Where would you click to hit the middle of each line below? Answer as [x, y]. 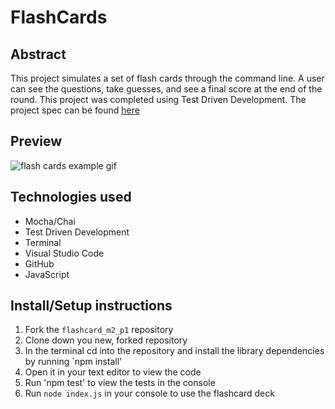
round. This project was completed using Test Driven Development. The [158, 99]
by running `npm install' [73, 362]
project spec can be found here [75, 110]
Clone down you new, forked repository [106, 340]
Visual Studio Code [64, 253]
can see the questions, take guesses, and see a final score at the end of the [166, 89]
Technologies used [71, 197]
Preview [36, 141]
